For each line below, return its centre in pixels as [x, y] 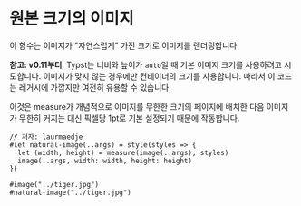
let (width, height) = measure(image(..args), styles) [123, 152]
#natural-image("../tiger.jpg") [70, 192]
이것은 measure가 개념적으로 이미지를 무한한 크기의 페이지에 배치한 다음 [137, 106]
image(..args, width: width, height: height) [105, 161]
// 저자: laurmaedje [46, 137]
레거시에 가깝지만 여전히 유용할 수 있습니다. [95, 87]
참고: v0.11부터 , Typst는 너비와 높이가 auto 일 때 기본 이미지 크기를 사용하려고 [146, 64]
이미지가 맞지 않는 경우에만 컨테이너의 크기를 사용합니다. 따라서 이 [159, 76]
